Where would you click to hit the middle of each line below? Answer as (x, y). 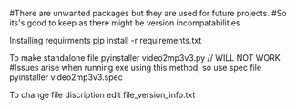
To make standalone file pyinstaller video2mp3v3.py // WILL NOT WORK (145, 58)
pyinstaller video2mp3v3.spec (66, 77)
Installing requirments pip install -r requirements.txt (106, 40)
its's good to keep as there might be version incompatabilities (125, 23)
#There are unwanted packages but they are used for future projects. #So (148, 13)
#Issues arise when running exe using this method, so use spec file (136, 68)
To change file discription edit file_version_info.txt (102, 95)
